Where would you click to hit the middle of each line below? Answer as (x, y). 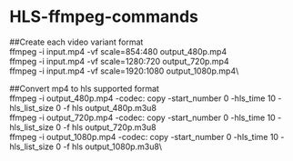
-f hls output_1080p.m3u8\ (112, 146)
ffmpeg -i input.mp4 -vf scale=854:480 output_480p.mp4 (118, 51)
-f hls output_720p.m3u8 (110, 127)
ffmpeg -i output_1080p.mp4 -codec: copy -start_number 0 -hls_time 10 (144, 136)
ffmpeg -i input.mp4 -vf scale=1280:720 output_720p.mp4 (119, 61)
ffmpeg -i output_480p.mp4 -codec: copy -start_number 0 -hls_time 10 (142, 98)
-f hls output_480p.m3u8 (110, 107)
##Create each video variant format (76, 42)
